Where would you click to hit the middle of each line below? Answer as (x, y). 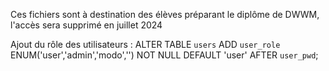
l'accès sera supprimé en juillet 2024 (86, 25)
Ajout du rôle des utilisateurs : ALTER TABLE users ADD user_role (145, 44)
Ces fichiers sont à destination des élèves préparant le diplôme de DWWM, (165, 14)
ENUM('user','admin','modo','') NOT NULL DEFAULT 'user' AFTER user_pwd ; (164, 55)
